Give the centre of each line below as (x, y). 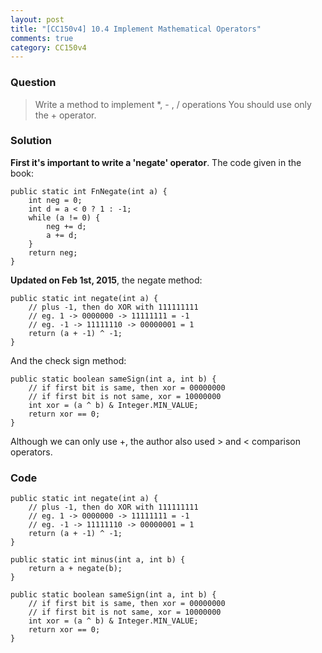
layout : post (37, 19)
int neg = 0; (55, 200)
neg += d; (66, 226)
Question (33, 83)
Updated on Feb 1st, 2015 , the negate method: (106, 280)
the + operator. (65, 115)
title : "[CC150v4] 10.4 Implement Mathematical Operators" (136, 29)
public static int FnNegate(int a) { (89, 191)
